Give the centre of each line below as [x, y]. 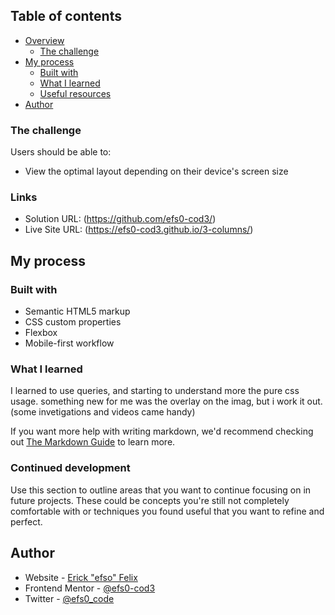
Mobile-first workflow [69, 343]
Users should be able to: [61, 152]
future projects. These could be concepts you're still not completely [150, 500]
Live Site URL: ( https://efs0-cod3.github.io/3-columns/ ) [139, 230]
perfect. [26, 521]
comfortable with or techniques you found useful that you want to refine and [167, 511]
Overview [44, 40]
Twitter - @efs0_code [69, 598]
